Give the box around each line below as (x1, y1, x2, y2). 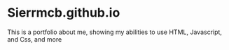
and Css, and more (7, 35, 62, 43)
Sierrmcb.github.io (7, 5, 120, 21)
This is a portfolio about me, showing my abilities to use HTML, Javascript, (7, 28, 223, 36)
